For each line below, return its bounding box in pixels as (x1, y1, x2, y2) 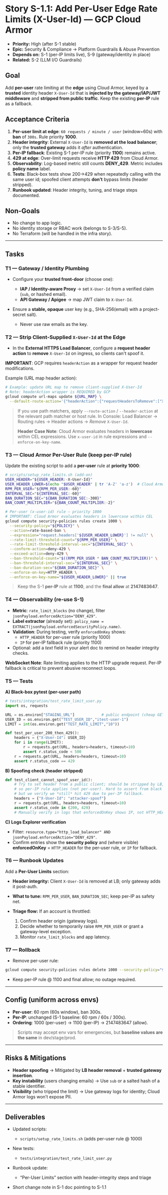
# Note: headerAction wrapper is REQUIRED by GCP (5, 389, 111, 394)
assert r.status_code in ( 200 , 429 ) (14, 805, 91, 810)
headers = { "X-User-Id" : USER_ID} (14, 735, 86, 740)
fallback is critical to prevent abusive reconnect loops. (5, 665, 116, 671)
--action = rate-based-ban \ (9, 528, 66, 533)
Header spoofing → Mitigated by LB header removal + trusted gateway (12, 1067, 162, 1073)
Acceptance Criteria (5, 115, 69, 124)
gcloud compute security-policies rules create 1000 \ (5, 519, 122, 524)
